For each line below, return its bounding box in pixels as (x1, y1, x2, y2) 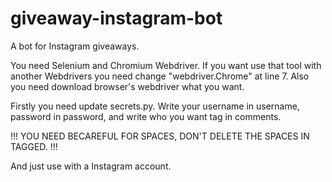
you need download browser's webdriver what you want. (10, 80, 245, 92)
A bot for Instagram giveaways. (10, 40, 140, 52)
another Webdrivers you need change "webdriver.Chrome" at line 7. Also (10, 70, 310, 82)
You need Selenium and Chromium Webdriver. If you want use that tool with (10, 59, 322, 71)
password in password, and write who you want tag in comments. (10, 110, 282, 122)
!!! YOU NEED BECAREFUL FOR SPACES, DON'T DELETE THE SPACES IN (10, 130, 310, 142)
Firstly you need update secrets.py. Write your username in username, (10, 100, 300, 112)
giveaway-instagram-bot (10, 7, 223, 30)
